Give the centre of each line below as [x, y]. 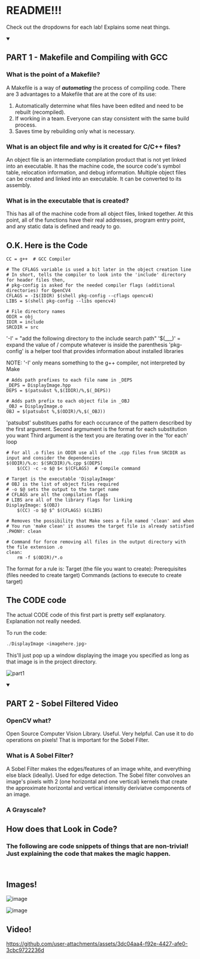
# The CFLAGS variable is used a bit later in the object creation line [99, 270]
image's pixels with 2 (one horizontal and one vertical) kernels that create [97, 781]
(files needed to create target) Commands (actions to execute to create [94, 575]
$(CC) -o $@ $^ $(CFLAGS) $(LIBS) [60, 511]
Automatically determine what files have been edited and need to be [99, 105]
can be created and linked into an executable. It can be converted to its [94, 179]
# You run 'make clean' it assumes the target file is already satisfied [100, 526]
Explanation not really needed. [44, 621]
